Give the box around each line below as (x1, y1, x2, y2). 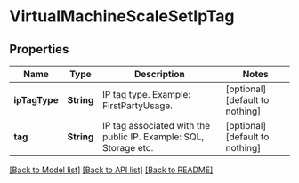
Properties (9, 42, 69, 57)
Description (134, 68, 185, 80)
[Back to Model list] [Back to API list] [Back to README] (9, 164, 214, 175)
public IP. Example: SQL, (101, 131, 205, 143)
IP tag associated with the (101, 120, 211, 131)
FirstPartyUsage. (101, 99, 174, 112)
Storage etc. (101, 142, 154, 154)
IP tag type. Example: (101, 89, 191, 100)
